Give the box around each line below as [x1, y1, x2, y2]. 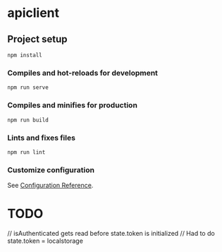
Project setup [7, 33, 68, 45]
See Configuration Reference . [7, 181, 94, 190]
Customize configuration [7, 164, 95, 174]
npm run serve [7, 84, 49, 91]
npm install [7, 52, 42, 59]
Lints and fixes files [7, 133, 76, 143]
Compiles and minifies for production [7, 100, 137, 110]
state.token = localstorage [7, 236, 83, 245]
